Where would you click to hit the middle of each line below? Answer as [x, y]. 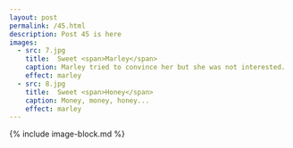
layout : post [33, 17]
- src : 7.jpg [42, 51]
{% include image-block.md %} [67, 134]
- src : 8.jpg [42, 84]
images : [24, 42]
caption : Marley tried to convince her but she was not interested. [155, 68]
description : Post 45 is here [66, 34]
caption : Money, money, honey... [88, 100]
